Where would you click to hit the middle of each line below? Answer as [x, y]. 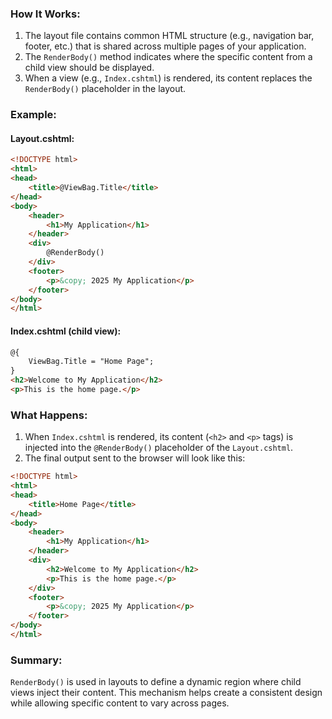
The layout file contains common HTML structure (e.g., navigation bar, [169, 36]
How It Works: [45, 14]
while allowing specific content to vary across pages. [120, 703]
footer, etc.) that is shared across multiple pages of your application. [165, 46]
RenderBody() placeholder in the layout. [105, 89]
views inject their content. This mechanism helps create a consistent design [166, 693]
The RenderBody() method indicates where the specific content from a [168, 57]
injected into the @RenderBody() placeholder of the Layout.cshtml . [159, 448]
